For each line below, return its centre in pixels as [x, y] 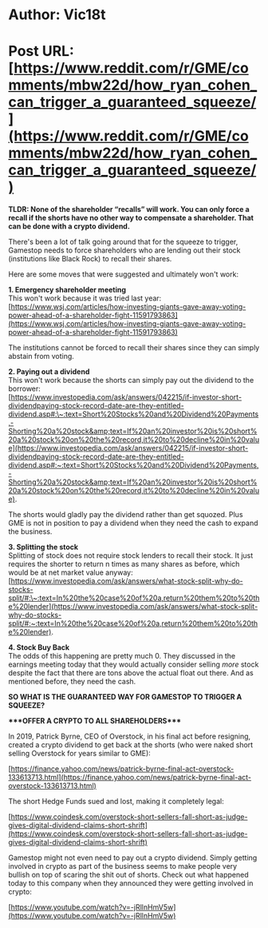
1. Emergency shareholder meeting [67, 290]
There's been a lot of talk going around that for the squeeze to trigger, [123, 242]
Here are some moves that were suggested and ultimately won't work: [124, 274]
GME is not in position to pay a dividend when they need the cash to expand [133, 523]
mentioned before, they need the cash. [72, 682]
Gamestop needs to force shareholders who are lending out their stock [124, 250]
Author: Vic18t [57, 15]
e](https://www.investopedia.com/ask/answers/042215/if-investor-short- [128, 448]
